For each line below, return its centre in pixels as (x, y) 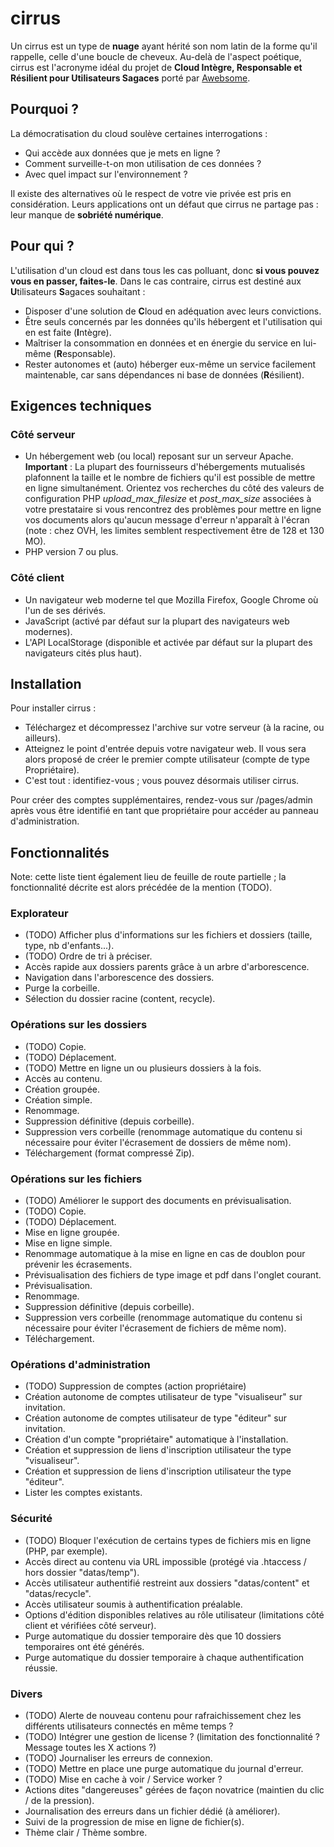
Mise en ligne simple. (68, 1243)
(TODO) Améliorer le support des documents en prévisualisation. (158, 1201)
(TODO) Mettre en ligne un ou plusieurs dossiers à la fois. (143, 1068)
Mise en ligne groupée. (72, 1233)
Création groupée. (62, 1089)
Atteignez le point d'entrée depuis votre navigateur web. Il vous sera (165, 749)
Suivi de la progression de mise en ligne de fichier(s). (134, 1821)
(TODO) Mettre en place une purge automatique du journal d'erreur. (164, 1768)
